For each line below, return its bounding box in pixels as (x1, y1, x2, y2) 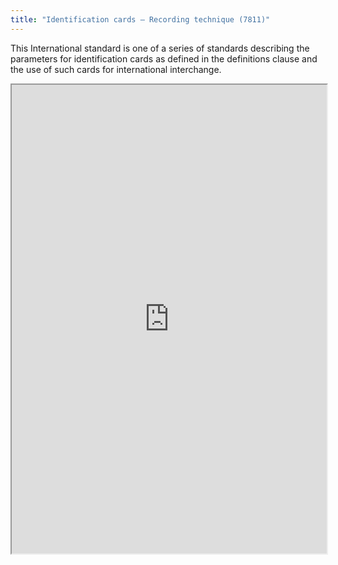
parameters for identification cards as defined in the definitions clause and (10, 52, 318, 65)
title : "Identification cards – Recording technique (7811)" (10, 14, 271, 25)
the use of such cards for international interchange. (10, 63, 222, 75)
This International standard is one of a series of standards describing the (10, 42, 310, 54)
